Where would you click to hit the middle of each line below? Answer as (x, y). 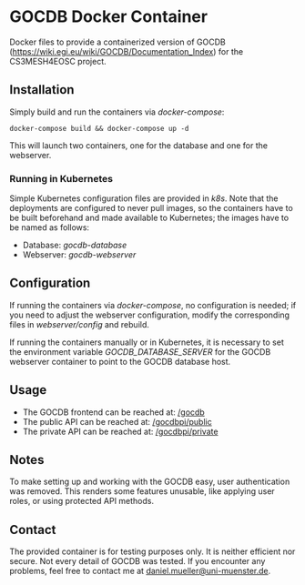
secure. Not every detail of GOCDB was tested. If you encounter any (137, 561)
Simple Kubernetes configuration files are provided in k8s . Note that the (144, 198)
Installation (42, 90)
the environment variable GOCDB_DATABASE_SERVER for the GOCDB (140, 351)
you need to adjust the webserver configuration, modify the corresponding (149, 315)
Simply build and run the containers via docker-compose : (117, 112)
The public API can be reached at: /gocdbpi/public (117, 421)
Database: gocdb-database (75, 245)
